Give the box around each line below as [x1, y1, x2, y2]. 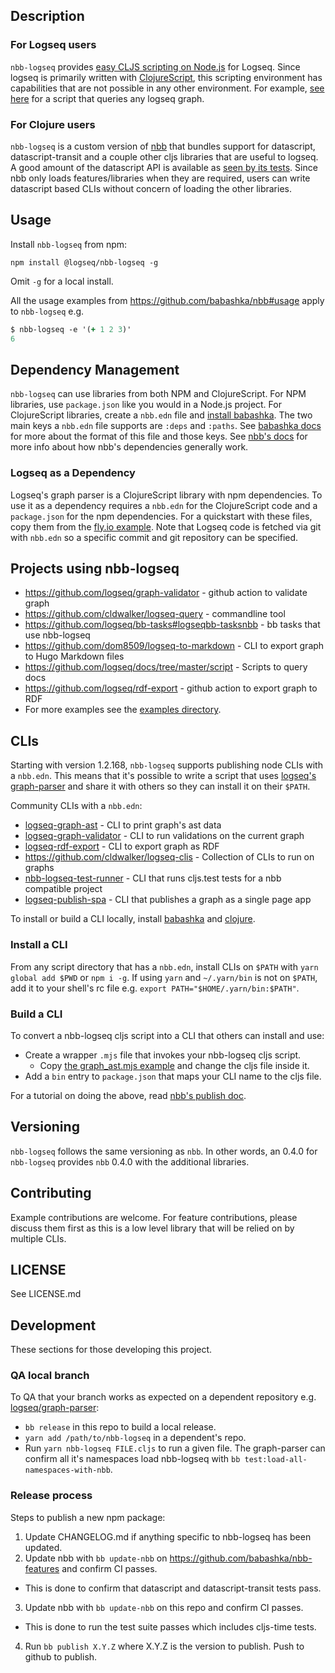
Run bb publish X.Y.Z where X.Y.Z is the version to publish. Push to [24, 1640, 305, 1652]
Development [10, 1317, 97, 1334]
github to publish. [24, 1650, 98, 1663]
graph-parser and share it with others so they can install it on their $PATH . [10, 780, 311, 793]
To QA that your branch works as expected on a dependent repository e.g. [10, 1391, 317, 1403]
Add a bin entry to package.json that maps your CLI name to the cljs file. [24, 1070, 322, 1082]
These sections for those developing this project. [10, 1344, 213, 1356]
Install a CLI [10, 938, 68, 952]
